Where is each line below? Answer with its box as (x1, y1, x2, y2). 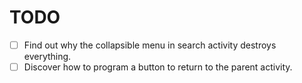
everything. (23, 51, 72, 62)
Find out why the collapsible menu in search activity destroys (23, 39, 277, 51)
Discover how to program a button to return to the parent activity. (23, 61, 293, 73)
